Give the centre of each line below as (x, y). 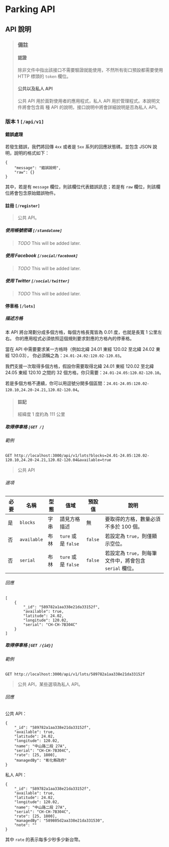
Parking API (30, 9)
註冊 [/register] (23, 205)
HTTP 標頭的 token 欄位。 (44, 76)
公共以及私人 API (35, 89)
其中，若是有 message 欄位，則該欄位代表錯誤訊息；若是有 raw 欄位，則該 (81, 187)
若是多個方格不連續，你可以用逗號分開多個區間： (56, 383)
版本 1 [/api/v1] (25, 121)
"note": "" (26, 825)
